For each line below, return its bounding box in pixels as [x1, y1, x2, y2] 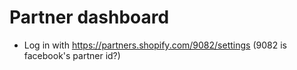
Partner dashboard [9, 6, 170, 29]
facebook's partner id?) [23, 49, 121, 61]
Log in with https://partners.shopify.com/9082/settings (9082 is [23, 39, 287, 51]
